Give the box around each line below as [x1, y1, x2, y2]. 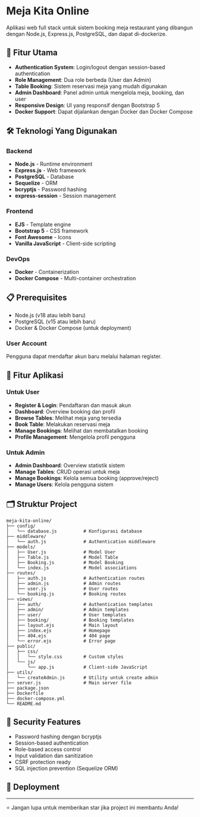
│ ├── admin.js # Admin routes [6, 580, 121, 586]
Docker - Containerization [14, 268, 79, 276]
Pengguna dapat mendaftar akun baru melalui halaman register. [6, 353, 162, 360]
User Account [6, 339, 47, 347]
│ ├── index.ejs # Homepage [6, 628, 111, 634]
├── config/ [6, 523, 36, 529]
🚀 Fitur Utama [6, 48, 58, 58]
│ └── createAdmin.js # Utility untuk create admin [6, 674, 159, 681]
